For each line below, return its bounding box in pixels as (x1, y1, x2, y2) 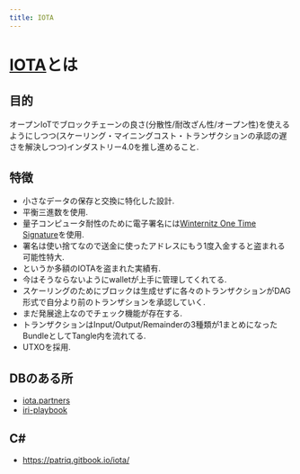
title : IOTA (9, 13, 54, 22)
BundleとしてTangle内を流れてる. (22, 330, 146, 342)
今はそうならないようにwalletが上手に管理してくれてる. (22, 274, 227, 285)
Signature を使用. (22, 229, 84, 240)
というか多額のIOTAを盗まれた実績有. (22, 263, 162, 274)
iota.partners (22, 395, 70, 406)
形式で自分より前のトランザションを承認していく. (22, 297, 207, 308)
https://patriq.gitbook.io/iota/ (22, 455, 130, 466)
